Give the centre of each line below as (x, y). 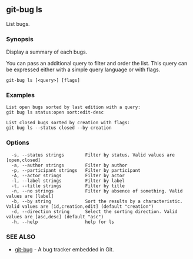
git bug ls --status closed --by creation (59, 128)
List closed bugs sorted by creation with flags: (68, 123)
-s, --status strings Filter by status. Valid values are (93, 155)
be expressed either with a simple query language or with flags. (83, 69)
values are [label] (30, 196)
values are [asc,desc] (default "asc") (55, 217)
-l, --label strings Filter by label (68, 181)
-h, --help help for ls (63, 222)
